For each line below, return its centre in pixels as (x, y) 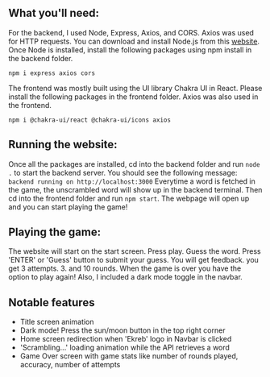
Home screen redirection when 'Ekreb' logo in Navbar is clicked (126, 339)
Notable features (52, 302)
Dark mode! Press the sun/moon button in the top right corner (123, 330)
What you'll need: (54, 13)
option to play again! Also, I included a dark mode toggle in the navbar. (126, 277)
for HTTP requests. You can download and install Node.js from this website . (134, 41)
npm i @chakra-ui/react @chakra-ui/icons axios (90, 120)
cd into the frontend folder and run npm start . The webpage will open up (129, 198)
